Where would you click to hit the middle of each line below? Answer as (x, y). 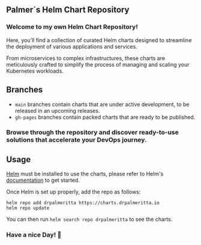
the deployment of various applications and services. (72, 46)
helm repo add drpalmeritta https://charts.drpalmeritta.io (83, 203)
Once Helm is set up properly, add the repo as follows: (73, 192)
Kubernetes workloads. (35, 71)
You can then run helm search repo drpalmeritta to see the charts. (89, 219)
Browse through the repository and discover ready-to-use (92, 133)
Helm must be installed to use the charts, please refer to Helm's (85, 174)
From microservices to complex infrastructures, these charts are (86, 58)
